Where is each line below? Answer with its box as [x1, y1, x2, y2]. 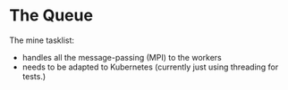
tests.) [21, 70, 47, 81]
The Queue [9, 5, 94, 26]
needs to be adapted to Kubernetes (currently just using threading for [21, 61, 279, 72]
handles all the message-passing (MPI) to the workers [21, 52, 222, 62]
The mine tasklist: [9, 35, 74, 45]
